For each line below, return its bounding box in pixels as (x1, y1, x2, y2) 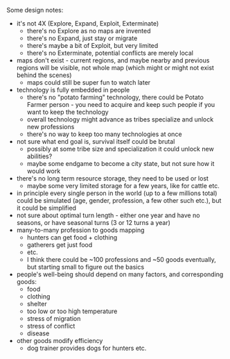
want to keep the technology (26, 108, 109, 116)
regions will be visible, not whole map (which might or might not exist (16, 64, 214, 72)
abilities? (26, 152, 53, 160)
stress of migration (26, 315, 81, 322)
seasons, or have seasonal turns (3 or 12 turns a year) (16, 219, 171, 226)
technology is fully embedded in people (16, 86, 130, 94)
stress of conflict (26, 322, 76, 330)
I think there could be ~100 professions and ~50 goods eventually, (26, 256, 216, 263)
